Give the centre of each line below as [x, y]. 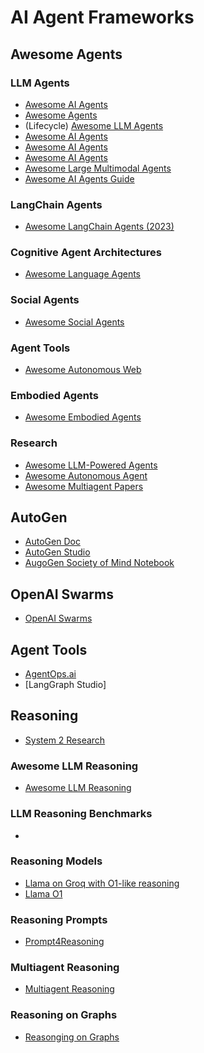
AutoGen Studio [57, 552]
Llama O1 [43, 893]
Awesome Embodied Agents [83, 417]
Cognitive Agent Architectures [86, 253]
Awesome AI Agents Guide [79, 178]
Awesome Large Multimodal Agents [98, 168]
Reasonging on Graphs [72, 1037]
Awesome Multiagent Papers [84, 486]
